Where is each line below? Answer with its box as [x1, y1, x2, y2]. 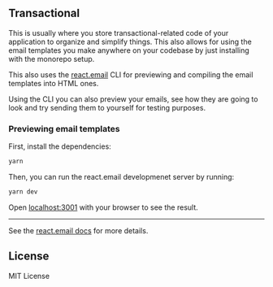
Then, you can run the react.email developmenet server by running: [8, 172, 235, 181]
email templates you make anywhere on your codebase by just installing [8, 45, 249, 55]
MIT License [8, 271, 50, 280]
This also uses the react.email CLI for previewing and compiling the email [8, 69, 253, 80]
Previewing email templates [8, 123, 120, 134]
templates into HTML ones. [8, 78, 99, 88]
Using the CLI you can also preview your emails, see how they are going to [8, 93, 258, 104]
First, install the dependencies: [8, 141, 111, 151]
